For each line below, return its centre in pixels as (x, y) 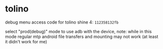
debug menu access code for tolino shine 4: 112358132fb (62, 22)
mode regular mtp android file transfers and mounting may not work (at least (82, 37)
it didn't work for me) (26, 41)
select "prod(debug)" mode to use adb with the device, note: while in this (78, 31)
